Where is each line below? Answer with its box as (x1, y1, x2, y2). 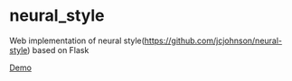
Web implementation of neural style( (9, 35, 145, 46)
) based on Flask (26, 44, 89, 55)
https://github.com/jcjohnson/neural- (144, 35, 283, 46)
